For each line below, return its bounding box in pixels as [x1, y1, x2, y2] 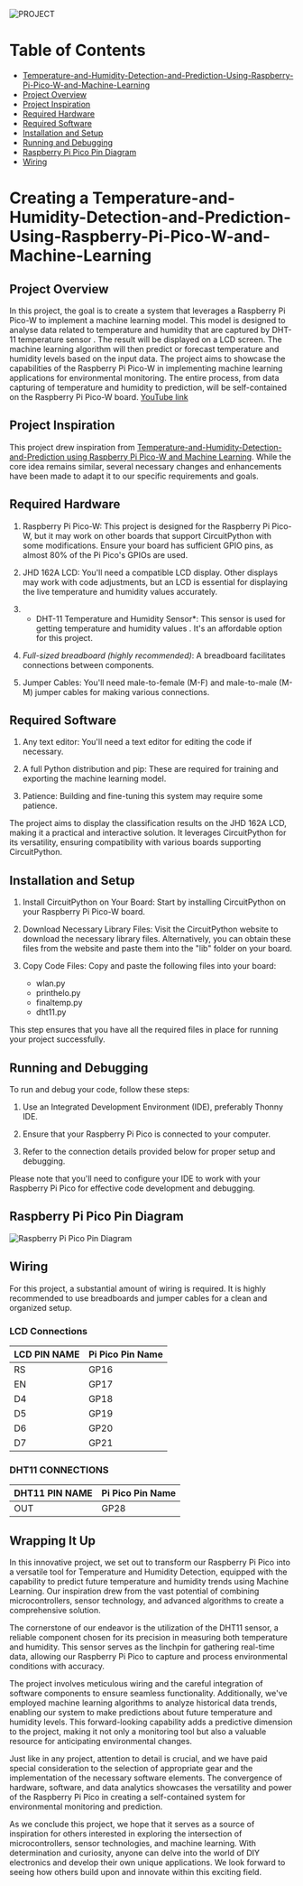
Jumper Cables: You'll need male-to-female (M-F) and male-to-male [22, 677, 278, 688]
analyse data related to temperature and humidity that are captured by [9, 324, 271, 335]
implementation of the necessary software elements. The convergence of [9, 1772, 282, 1783]
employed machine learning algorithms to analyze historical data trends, [9, 1697, 278, 1708]
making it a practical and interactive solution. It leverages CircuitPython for [9, 827, 287, 839]
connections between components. [22, 659, 155, 670]
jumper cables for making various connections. [34, 686, 210, 697]
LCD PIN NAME [14, 1348, 80, 1361]
